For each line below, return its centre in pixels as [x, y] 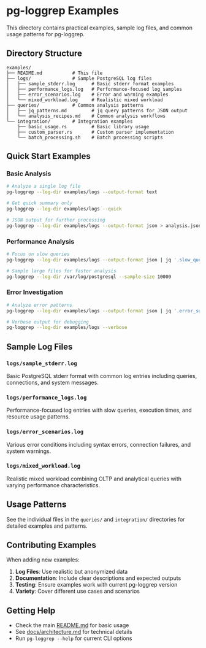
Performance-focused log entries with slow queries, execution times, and [99, 410]
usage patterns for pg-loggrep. [45, 34]
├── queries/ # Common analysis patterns [75, 105]
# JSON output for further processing [56, 220]
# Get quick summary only [39, 203]
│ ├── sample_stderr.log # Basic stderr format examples [90, 83]
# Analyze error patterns [39, 305]
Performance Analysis [40, 241]
